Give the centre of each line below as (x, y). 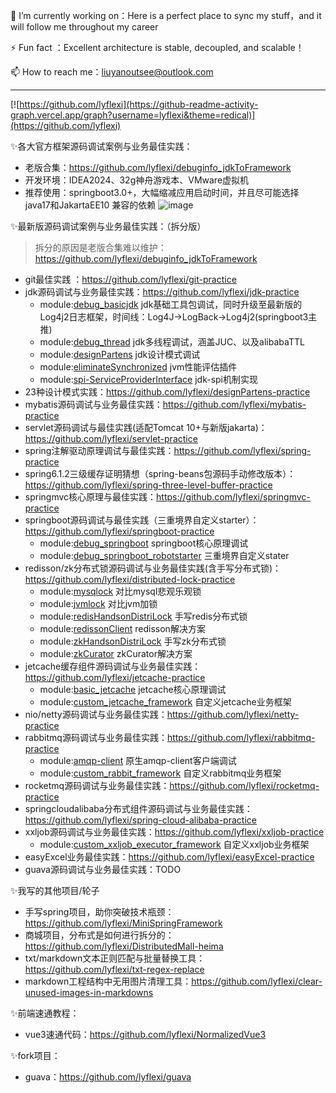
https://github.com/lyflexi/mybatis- (234, 404)
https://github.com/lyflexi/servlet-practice (111, 438)
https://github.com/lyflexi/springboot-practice (119, 531)
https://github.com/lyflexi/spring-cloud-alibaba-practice (140, 820)
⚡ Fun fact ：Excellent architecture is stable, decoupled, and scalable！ (157, 47)
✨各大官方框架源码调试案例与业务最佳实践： (101, 146)
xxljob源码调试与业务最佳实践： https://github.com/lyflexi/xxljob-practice (174, 832)
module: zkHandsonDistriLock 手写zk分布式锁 (133, 641)
